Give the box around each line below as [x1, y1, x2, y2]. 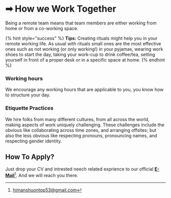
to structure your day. [5, 92, 51, 98]
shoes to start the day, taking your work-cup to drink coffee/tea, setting [5, 51, 155, 58]
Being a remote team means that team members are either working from [5, 20, 157, 26]
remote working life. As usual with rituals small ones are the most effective [5, 40, 161, 46]
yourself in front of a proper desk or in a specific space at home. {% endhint [5, 56, 165, 63]
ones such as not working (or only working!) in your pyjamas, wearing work [5, 46, 163, 52]
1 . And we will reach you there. [14, 172, 78, 178]
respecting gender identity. [5, 138, 62, 144]
